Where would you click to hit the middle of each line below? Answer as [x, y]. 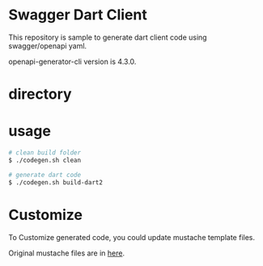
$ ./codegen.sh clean [45, 160]
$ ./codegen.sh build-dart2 [56, 182]
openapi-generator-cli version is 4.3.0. [72, 61]
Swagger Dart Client [78, 15]
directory [40, 94]
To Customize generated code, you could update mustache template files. [132, 237]
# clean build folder [45, 153]
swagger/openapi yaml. [48, 45]
